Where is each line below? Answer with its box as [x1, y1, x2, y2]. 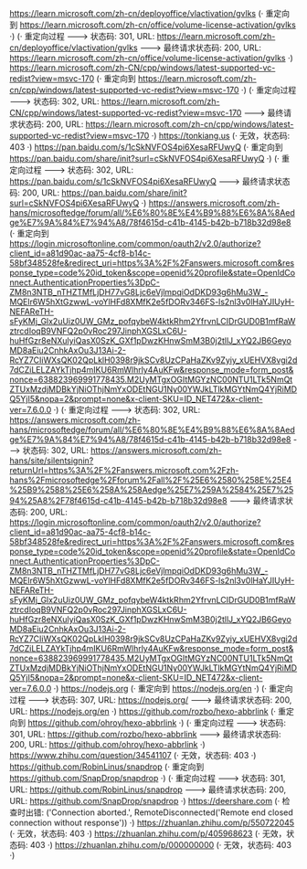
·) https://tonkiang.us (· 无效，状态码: [151, 131, 291, 141]
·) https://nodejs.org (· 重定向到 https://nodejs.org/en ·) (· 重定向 [53, 684, 294, 694]
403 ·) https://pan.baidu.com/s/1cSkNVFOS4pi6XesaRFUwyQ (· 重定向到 [9, 142, 283, 153]
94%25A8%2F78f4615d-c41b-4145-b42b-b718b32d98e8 [9, 495, 228, 505]
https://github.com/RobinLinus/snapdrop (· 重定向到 [9, 761, 205, 772]
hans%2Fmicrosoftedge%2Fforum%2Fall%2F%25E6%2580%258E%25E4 [9, 474, 292, 485]
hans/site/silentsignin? [9, 455, 94, 466]
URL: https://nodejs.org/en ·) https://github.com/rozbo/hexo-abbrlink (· [9, 706, 277, 716]
